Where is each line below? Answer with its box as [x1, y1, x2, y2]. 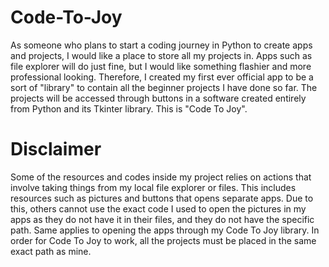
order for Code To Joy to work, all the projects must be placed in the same [10, 234, 317, 246]
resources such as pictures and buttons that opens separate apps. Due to [10, 192, 314, 204]
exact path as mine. [10, 245, 92, 257]
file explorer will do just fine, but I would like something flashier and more [10, 60, 312, 72]
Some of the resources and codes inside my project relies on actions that [10, 171, 312, 183]
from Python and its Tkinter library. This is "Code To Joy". [10, 102, 248, 115]
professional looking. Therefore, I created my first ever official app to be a [10, 71, 314, 83]
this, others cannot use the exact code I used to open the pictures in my [10, 202, 307, 215]
